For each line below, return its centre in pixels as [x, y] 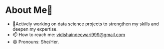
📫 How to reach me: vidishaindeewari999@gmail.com [69, 35]
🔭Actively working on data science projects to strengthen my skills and [86, 24]
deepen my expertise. [35, 29]
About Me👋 [29, 10]
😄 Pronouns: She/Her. [36, 42]
